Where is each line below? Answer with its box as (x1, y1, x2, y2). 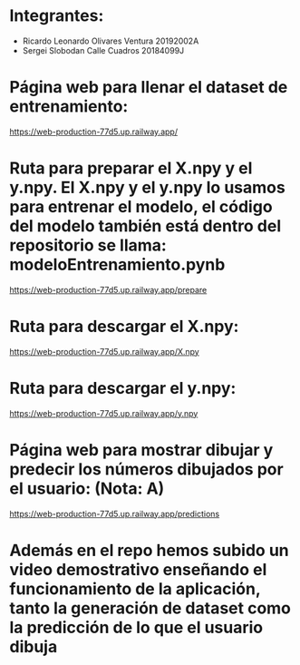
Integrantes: (9, 5, 104, 26)
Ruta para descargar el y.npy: (9, 377, 237, 398)
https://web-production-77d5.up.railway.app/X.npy (9, 346, 199, 357)
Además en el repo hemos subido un (9, 540, 290, 561)
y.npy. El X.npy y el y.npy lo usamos (9, 178, 285, 198)
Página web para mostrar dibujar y (9, 439, 274, 460)
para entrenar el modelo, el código (9, 197, 274, 218)
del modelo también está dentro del (9, 216, 282, 237)
